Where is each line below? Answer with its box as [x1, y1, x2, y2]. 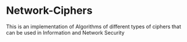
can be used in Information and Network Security [6, 29, 124, 36]
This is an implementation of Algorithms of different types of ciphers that [6, 23, 181, 30]
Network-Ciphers [6, 4, 93, 17]
